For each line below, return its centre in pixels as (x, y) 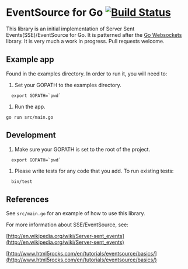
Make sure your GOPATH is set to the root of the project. (82, 149)
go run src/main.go (30, 117)
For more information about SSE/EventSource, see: (67, 225)
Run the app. (30, 106)
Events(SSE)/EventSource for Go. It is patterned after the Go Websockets (94, 35)
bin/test (22, 181)
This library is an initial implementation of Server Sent (70, 29)
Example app (30, 59)
